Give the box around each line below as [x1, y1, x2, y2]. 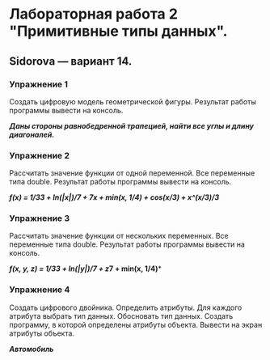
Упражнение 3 [9, 213, 70, 224]
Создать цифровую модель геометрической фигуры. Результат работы [9, 96, 257, 106]
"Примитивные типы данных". [9, 22, 228, 40]
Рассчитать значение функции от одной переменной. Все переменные [9, 168, 255, 178]
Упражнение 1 [9, 78, 68, 90]
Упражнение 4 [9, 284, 70, 295]
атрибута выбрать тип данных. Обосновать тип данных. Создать [9, 311, 234, 320]
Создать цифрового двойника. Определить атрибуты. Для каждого [9, 303, 243, 312]
